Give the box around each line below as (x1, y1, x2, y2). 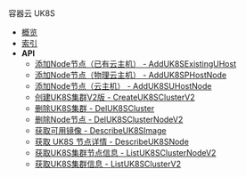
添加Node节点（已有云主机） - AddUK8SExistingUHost (34, 59, 237, 68)
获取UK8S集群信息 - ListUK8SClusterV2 (34, 158, 182, 169)
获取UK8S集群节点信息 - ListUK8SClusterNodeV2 (34, 148, 217, 157)
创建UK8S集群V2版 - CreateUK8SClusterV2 (34, 92, 195, 102)
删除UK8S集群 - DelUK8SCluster (34, 103, 155, 113)
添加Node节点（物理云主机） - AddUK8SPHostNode (34, 69, 227, 80)
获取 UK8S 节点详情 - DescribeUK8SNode (34, 136, 189, 147)
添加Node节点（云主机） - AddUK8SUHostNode (34, 81, 212, 91)
